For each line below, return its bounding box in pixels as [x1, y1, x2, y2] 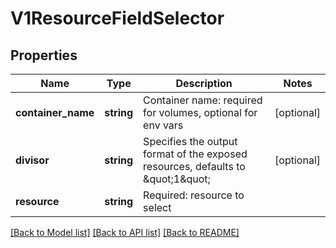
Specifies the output [143, 135, 238, 148]
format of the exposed [143, 147, 248, 161]
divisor [15, 153, 50, 167]
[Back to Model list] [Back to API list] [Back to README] [10, 227, 240, 238]
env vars [143, 118, 184, 132]
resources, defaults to [143, 160, 246, 173]
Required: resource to [143, 188, 245, 202]
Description [175, 77, 233, 90]
